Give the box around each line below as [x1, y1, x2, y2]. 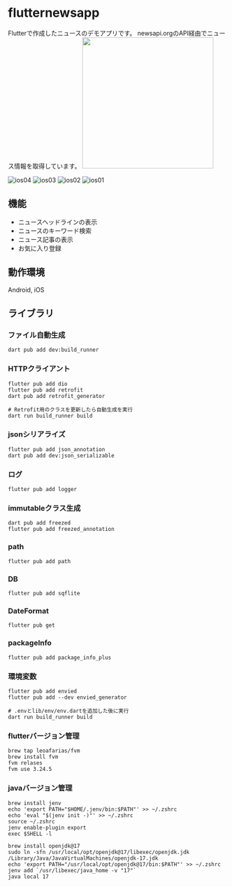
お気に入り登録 [17, 243, 61, 253]
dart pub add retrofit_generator [8, 392, 106, 399]
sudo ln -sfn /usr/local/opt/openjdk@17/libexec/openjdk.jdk [8, 849, 190, 856]
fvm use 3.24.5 [8, 766, 52, 773]
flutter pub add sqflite [8, 590, 80, 597]
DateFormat [8, 606, 50, 616]
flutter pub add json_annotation [8, 446, 106, 453]
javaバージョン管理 [8, 783, 73, 793]
